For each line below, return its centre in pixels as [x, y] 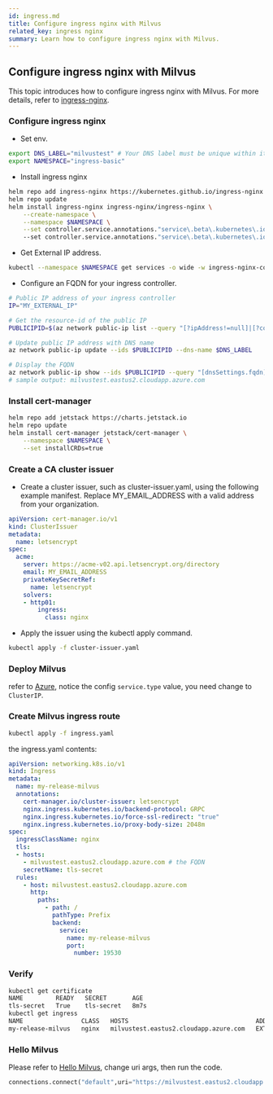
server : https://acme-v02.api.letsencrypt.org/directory [121, 565]
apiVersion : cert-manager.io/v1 [63, 519]
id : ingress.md [34, 16]
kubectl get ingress [43, 1014]
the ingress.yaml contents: [53, 749]
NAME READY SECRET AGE [76, 999]
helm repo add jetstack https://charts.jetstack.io [97, 418]
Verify [21, 974]
